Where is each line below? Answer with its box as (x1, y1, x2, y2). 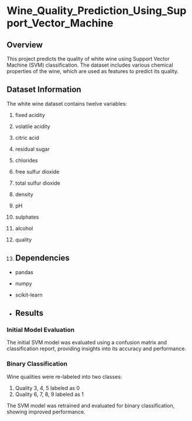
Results (15, 308, 43, 318)
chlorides (15, 157, 38, 164)
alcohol (15, 225, 33, 232)
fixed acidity (15, 111, 46, 118)
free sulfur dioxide (15, 168, 60, 175)
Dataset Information (6, 85, 81, 95)
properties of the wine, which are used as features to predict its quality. (6, 68, 179, 74)
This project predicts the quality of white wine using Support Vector (6, 56, 170, 62)
